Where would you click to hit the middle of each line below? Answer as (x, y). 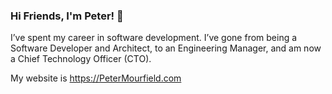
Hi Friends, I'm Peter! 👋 (67, 16)
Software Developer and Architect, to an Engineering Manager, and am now (166, 48)
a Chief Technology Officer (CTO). (81, 59)
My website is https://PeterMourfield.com (96, 78)
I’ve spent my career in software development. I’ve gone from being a (154, 38)
